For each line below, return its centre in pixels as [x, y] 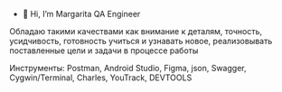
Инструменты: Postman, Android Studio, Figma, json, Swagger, [128, 68]
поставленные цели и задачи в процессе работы [104, 51]
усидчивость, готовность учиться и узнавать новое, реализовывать [141, 41]
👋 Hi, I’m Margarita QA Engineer [81, 14]
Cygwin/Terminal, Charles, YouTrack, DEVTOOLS [101, 78]
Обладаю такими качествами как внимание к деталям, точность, [136, 31]
